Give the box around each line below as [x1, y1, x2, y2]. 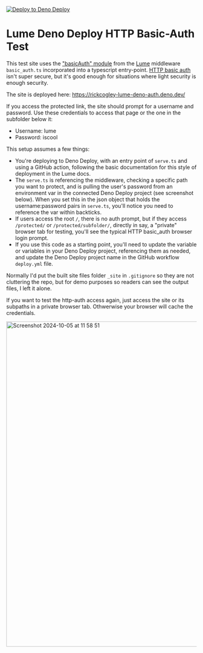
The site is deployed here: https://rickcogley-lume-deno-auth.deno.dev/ [6, 91, 185, 98]
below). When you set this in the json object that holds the [14, 196, 160, 203]
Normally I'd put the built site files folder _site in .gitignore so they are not [6, 271, 195, 279]
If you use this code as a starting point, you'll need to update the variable [14, 240, 197, 248]
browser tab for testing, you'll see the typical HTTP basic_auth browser [14, 228, 192, 235]
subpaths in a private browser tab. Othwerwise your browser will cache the [6, 303, 193, 310]
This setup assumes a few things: [6, 145, 90, 153]
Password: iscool [14, 133, 58, 141]
